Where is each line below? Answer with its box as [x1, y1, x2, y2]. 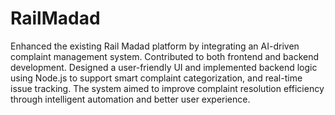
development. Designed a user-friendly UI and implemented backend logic [10, 61, 318, 73]
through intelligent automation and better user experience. [10, 93, 251, 105]
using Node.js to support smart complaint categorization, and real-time [10, 72, 303, 84]
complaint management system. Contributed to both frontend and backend [10, 50, 320, 62]
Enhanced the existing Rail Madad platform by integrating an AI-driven [10, 40, 300, 52]
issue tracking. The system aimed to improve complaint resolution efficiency [10, 82, 325, 94]
